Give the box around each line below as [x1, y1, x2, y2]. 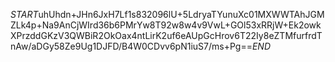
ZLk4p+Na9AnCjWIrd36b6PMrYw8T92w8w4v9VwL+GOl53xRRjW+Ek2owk [10, 19, 322, 31]
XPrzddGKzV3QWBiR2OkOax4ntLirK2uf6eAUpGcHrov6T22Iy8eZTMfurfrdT [10, 30, 323, 41]
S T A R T [10, 9, 39, 20]
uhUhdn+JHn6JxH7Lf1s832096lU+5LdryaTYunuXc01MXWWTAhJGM [38, 9, 325, 20]
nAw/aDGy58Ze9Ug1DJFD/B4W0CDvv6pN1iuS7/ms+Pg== [10, 40, 253, 52]
